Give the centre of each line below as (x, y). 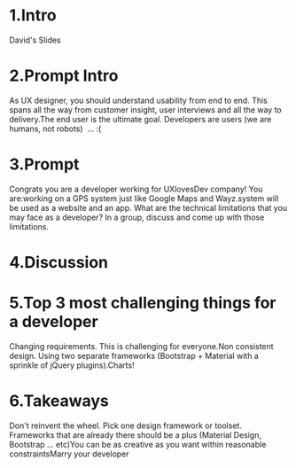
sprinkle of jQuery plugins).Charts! (72, 365)
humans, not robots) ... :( (55, 129)
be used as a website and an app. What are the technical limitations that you (148, 207)
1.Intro (33, 16)
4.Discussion (59, 262)
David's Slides (35, 40)
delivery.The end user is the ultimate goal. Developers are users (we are (140, 119)
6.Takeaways (59, 401)
